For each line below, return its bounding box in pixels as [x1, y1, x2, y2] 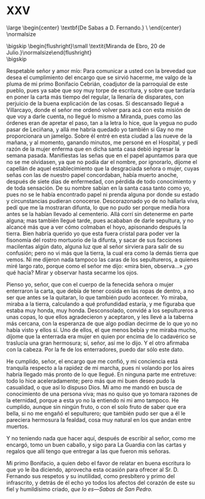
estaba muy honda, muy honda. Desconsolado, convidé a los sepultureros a [6, 307, 198, 314]
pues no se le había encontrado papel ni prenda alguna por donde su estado [6, 190, 199, 198]
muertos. [6, 422, 29, 430]
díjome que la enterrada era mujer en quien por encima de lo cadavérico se [6, 332, 196, 340]
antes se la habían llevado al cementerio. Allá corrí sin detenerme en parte [6, 210, 194, 217]
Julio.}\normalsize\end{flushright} [6, 48, 92, 56]
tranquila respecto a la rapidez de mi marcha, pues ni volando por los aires [6, 364, 195, 371]
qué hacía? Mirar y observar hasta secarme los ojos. [6, 269, 139, 276]
